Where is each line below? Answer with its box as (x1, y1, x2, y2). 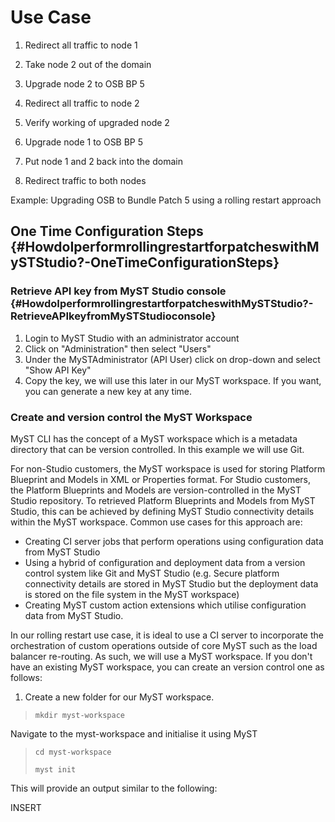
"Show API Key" (24, 364, 92, 376)
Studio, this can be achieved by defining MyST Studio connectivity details (10, 505, 315, 517)
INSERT (10, 801, 42, 813)
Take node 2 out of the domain (24, 58, 152, 70)
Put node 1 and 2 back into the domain (24, 155, 183, 167)
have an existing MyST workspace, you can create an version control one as (10, 661, 325, 673)
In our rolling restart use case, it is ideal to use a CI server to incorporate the (10, 629, 324, 641)
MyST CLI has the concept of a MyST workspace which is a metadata (10, 432, 298, 445)
